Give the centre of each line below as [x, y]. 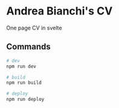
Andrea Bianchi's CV [59, 11]
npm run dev [21, 66]
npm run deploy [25, 100]
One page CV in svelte [34, 28]
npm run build [24, 83]
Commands [29, 47]
